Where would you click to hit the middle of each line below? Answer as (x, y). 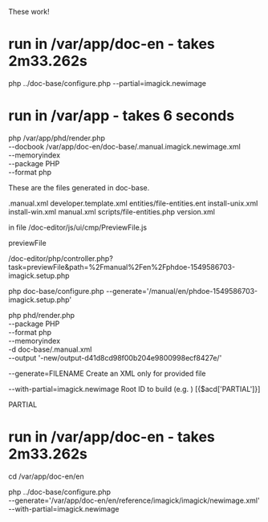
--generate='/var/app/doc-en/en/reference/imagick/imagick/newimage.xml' (134, 500)
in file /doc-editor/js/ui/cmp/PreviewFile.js (77, 227)
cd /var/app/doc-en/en (46, 476)
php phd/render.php (41, 315)
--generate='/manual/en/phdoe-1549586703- (182, 291)
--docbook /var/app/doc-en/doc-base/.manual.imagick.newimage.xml (124, 146)
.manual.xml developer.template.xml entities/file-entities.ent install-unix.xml (133, 203)
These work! (29, 12)
